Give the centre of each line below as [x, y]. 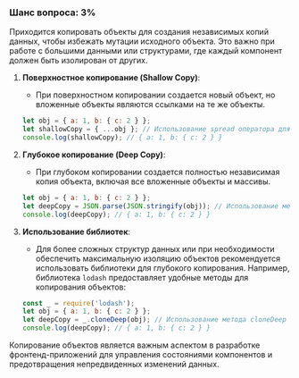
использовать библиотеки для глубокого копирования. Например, [162, 268]
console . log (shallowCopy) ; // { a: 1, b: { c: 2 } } [122, 138]
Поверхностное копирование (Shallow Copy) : [111, 78]
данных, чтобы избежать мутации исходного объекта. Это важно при [142, 41]
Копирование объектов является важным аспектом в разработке [135, 345]
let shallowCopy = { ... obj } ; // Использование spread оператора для [156, 130]
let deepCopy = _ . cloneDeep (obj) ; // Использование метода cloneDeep [154, 320]
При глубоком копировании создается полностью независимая [158, 172]
